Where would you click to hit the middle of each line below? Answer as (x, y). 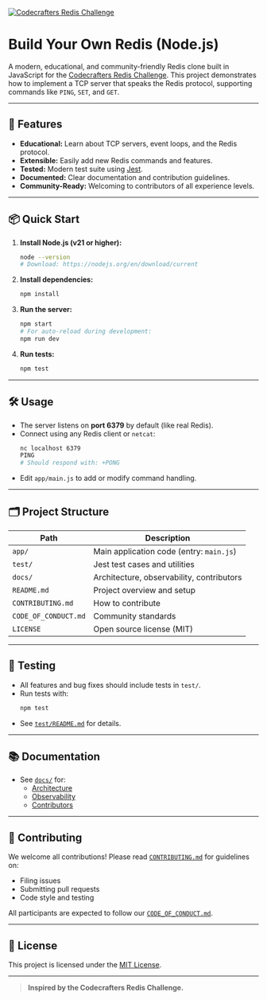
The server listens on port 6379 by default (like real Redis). (116, 425)
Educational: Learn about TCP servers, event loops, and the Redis (128, 143)
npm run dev (39, 338)
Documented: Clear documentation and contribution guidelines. (125, 177)
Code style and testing (57, 898)
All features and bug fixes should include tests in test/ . (110, 685)
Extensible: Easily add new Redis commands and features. (116, 160)
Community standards (135, 615)
